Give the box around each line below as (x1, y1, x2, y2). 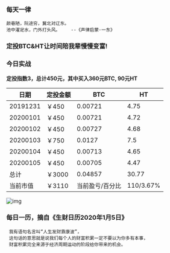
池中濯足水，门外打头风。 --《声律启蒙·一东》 (6, 27, 115, 33)
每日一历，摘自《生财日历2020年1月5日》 (6, 213, 128, 222)
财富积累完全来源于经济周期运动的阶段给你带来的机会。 (8, 242, 126, 248)
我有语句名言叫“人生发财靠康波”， (8, 228, 82, 235)
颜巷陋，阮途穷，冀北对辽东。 (6, 21, 69, 27)
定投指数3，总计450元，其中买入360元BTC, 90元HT (6, 74, 137, 82)
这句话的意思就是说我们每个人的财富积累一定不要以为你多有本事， (8, 235, 148, 241)
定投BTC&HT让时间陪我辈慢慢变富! (6, 42, 108, 51)
